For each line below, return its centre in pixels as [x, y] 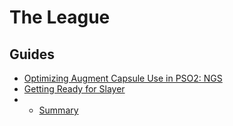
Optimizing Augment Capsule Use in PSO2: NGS [123, 78]
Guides [32, 54]
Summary [58, 110]
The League [60, 17]
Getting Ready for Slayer [74, 89]
